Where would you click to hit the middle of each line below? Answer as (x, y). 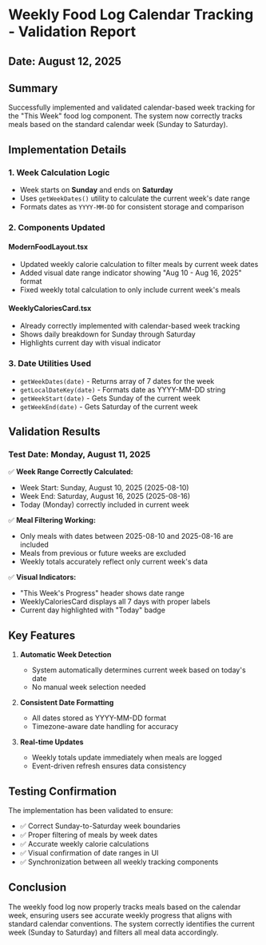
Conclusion (38, 888)
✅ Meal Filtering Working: (52, 520)
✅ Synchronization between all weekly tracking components (119, 862)
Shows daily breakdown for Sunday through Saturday (107, 334)
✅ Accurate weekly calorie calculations (84, 844)
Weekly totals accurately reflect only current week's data (114, 562)
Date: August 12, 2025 (65, 61)
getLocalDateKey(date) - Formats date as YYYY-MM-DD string (123, 389)
